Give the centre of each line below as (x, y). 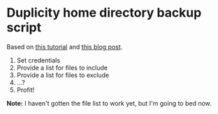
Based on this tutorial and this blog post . (65, 47)
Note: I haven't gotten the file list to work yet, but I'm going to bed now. (109, 103)
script (24, 27)
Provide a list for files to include (62, 67)
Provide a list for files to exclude (63, 75)
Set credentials (38, 60)
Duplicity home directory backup (104, 13)
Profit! (26, 90)
